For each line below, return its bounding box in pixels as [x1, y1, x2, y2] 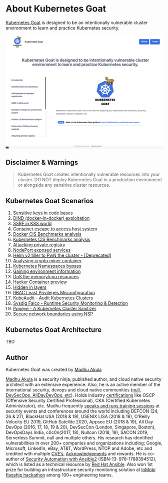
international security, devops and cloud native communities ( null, [5, 386, 141, 393]
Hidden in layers [12, 284, 47, 290]
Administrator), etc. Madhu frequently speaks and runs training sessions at [5, 402, 160, 408]
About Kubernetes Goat [5, 3, 106, 15]
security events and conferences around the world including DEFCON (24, [5, 408, 159, 414]
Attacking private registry [12, 242, 65, 248]
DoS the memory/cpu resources [12, 274, 79, 280]
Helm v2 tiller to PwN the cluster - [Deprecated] [12, 252, 111, 258]
